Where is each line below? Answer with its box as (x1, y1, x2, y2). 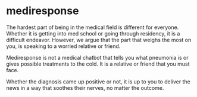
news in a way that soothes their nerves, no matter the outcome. (6, 84, 164, 91)
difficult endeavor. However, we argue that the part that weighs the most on (6, 36, 192, 43)
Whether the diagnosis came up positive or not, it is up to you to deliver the (6, 78, 190, 85)
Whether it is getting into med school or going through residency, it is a (6, 30, 180, 37)
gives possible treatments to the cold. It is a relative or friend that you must (6, 60, 190, 67)
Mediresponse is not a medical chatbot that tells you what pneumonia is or (6, 54, 189, 61)
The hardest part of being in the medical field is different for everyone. (6, 24, 179, 31)
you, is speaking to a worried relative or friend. (6, 43, 121, 50)
